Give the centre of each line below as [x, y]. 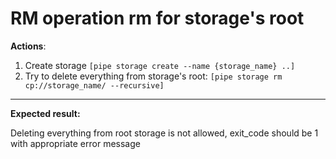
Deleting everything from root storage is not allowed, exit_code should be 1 [164, 133]
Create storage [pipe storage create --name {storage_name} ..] [160, 65]
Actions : [28, 46]
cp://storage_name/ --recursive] [94, 85]
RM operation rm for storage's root [157, 18]
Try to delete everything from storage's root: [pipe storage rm [153, 76]
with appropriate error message [75, 143]
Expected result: [45, 113]
